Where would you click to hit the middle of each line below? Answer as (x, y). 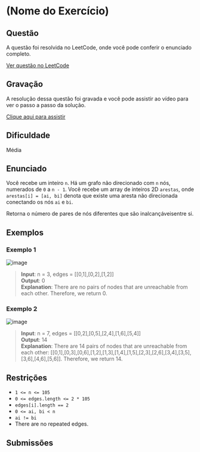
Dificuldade (28, 136)
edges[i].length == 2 (41, 405)
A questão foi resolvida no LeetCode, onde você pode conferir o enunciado (99, 47)
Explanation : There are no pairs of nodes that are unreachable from (104, 287)
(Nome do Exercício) (58, 11)
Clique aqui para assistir (36, 116)
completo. (19, 54)
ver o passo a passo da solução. (46, 105)
